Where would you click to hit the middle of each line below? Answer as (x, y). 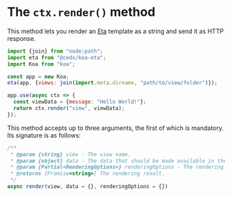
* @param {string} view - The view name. (70, 154)
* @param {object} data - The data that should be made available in (112, 161)
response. (21, 38)
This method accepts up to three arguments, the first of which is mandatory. (116, 128)
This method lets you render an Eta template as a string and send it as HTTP (116, 31)
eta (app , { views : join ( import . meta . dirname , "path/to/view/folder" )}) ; (112, 83)
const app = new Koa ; (38, 77)
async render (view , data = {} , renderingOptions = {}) (88, 187)
